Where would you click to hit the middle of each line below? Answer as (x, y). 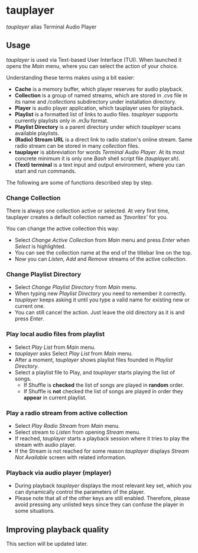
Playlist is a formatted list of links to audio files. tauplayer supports (96, 114)
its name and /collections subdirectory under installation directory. (95, 101)
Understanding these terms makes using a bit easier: (70, 77)
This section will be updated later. (47, 544)
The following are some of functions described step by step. (79, 182)
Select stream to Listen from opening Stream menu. (77, 432)
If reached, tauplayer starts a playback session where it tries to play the (102, 438)
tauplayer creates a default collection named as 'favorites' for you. (87, 217)
